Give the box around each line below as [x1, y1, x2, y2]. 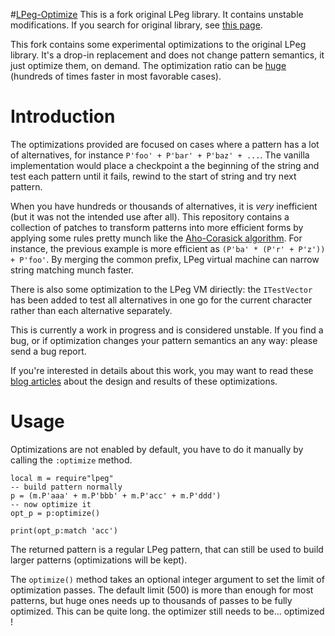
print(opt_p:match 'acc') [10, 525, 118, 536]
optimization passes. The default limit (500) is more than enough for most [10, 584, 314, 596]
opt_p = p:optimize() [10, 508, 101, 518]
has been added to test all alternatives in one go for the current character [10, 294, 313, 306]
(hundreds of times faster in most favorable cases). [10, 70, 222, 82]
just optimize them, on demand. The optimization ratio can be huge [10, 60, 287, 71]
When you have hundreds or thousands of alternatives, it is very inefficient [10, 200, 318, 212]
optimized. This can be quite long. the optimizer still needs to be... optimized [10, 605, 325, 617]
